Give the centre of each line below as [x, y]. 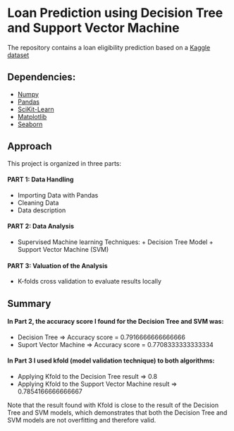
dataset [18, 55]
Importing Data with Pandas [58, 195]
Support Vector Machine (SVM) [63, 249]
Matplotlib [32, 116]
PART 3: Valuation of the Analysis [57, 265]
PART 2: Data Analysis [41, 226]
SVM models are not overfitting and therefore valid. [82, 420]
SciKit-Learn [36, 109]
